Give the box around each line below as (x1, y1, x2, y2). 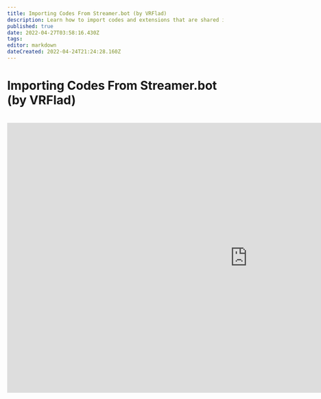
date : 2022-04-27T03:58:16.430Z (7, 29, 99, 36)
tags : (7, 36, 23, 43)
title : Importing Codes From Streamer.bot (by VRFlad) (7, 10, 167, 17)
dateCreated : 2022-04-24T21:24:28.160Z (7, 49, 121, 56)
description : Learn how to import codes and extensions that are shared (7, 16, 219, 23)
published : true (7, 23, 53, 29)
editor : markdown (7, 42, 57, 49)
